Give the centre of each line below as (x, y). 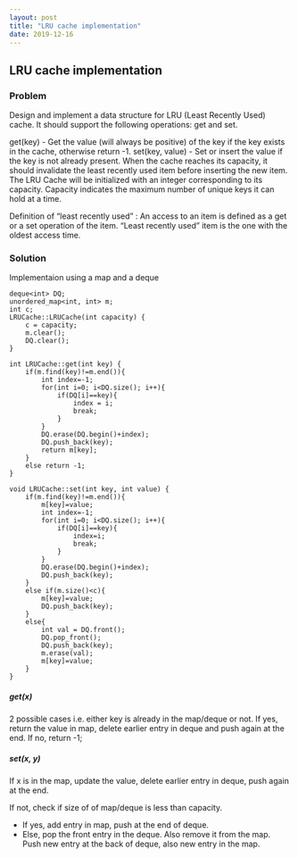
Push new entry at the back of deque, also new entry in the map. (141, 844)
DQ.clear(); (47, 341)
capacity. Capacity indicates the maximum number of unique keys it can (142, 189)
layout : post (33, 17)
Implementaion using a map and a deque (84, 278)
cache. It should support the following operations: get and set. (124, 125)
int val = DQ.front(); (83, 630)
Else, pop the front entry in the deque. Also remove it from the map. (146, 835)
